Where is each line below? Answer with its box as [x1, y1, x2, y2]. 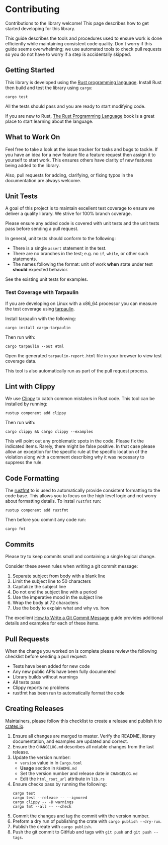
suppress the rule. [5, 459, 43, 466]
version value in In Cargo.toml [20, 759, 82, 765]
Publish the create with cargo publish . [12, 823, 92, 829]
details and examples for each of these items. [5, 620, 100, 626]
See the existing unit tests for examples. [5, 276, 88, 282]
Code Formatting [5, 474, 59, 483]
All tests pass [12, 679, 41, 685]
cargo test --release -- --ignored [12, 795, 88, 800]
